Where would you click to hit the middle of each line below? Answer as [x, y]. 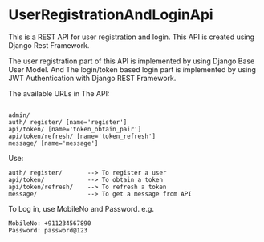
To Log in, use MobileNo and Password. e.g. [81, 208]
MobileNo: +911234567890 [50, 223]
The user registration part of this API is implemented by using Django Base [132, 61]
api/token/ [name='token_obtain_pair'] [75, 129]
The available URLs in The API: [59, 93]
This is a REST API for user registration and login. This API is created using [132, 37]
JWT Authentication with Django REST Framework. [92, 78]
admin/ [19, 115]
